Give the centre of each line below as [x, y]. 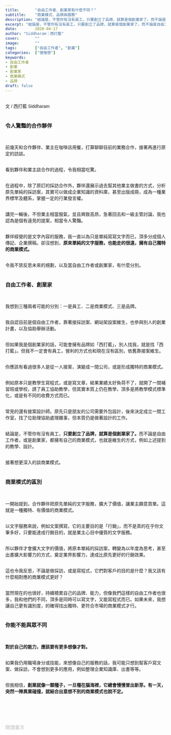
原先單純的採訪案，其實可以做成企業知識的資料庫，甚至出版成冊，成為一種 [83, 192]
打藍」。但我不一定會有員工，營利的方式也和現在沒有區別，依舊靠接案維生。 [84, 351]
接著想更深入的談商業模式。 [34, 463]
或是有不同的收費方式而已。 [43, 396]
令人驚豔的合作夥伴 [29, 126]
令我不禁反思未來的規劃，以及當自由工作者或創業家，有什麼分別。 [74, 265]
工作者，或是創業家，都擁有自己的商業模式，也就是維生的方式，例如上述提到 [85, 440]
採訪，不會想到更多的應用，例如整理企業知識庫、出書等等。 [81, 669]
